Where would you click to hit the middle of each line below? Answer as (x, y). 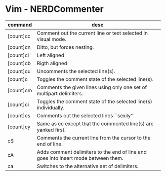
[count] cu (19, 71)
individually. (51, 107)
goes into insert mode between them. (80, 158)
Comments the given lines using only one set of (92, 87)
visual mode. (52, 39)
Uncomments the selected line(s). (76, 71)
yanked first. (51, 130)
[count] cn (19, 47)
